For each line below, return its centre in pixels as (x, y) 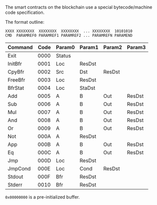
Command (20, 47)
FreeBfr (16, 80)
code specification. (25, 12)
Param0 (65, 47)
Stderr (15, 185)
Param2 (112, 47)
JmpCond (19, 169)
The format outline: (25, 22)
